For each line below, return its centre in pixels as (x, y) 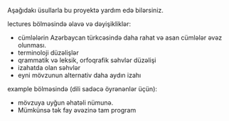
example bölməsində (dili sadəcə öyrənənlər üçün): (82, 89)
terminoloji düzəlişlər (48, 53)
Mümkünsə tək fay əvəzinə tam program (77, 110)
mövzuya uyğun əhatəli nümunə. (65, 103)
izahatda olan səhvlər (49, 68)
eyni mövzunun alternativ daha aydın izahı (79, 75)
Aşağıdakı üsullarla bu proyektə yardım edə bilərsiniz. (85, 10)
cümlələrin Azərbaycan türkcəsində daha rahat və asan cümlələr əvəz (120, 38)
